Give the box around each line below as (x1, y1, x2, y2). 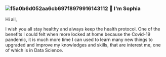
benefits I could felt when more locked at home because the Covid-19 (5, 31, 151, 37)
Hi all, (5, 16, 17, 22)
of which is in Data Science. (5, 47, 63, 53)
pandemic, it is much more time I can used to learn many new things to (5, 36, 153, 42)
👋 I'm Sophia (109, 5, 141, 12)
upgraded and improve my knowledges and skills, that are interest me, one (5, 42, 161, 48)
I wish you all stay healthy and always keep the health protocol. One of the (5, 26, 160, 32)
